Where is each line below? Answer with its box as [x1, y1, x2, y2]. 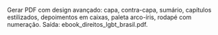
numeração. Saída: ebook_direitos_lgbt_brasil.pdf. [7, 21, 148, 28]
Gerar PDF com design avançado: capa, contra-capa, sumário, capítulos [7, 6, 212, 14]
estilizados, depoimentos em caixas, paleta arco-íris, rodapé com [7, 13, 192, 21]
